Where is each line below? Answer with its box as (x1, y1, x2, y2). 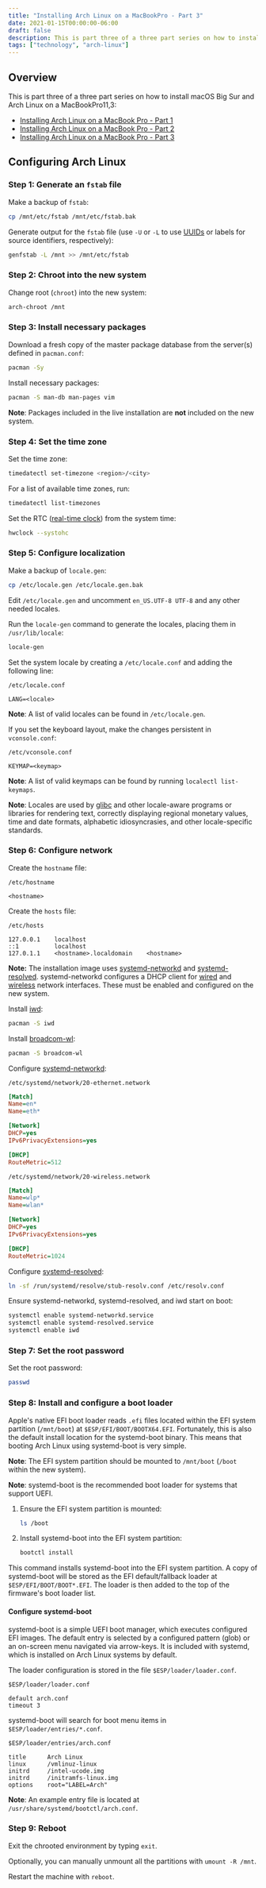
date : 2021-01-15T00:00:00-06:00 (8, 19, 119, 27)
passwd (8, 1379, 30, 1387)
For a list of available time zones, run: (8, 484, 131, 493)
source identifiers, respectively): (8, 235, 114, 245)
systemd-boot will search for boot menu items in (8, 1715, 167, 1724)
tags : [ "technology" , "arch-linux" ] (8, 41, 129, 49)
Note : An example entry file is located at (8, 1794, 140, 1804)
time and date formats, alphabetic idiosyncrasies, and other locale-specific (8, 817, 253, 826)
